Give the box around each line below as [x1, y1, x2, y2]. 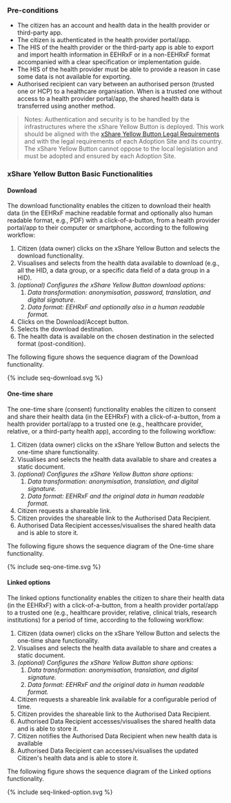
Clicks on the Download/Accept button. [17, 318, 129, 326]
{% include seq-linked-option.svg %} [7, 788, 113, 796]
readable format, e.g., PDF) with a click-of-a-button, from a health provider [7, 216, 220, 224]
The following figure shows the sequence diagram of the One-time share [7, 541, 214, 550]
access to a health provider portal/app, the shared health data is [17, 95, 200, 103]
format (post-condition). [17, 340, 86, 348]
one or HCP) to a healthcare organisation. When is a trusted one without [17, 87, 223, 95]
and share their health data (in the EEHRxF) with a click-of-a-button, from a [7, 412, 221, 420]
